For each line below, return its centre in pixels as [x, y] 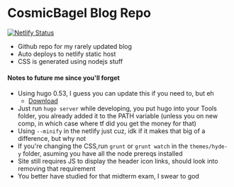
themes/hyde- [209, 147]
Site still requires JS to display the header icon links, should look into [118, 161]
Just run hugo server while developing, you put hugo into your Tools [117, 108]
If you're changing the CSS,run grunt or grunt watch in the [103, 146]
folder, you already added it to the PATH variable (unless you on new [118, 116]
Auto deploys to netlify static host [67, 54]
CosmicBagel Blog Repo [79, 13]
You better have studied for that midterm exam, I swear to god [108, 176]
